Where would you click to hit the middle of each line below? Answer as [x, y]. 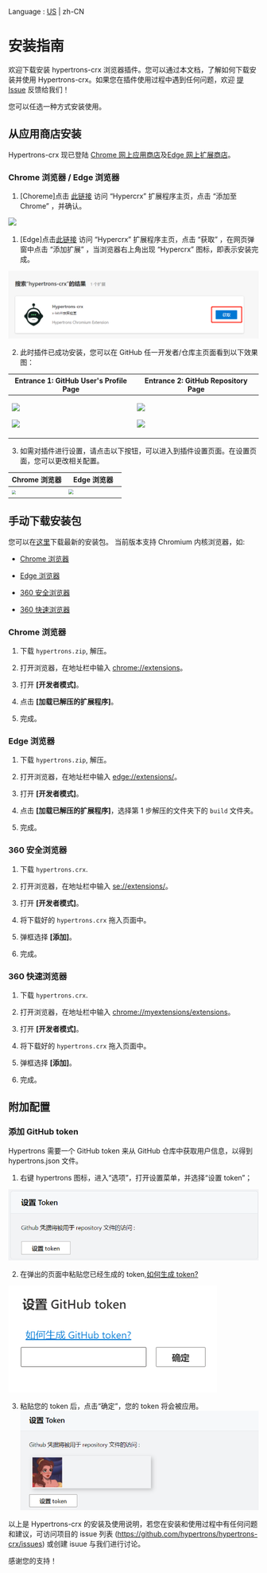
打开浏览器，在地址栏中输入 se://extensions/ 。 [96, 886]
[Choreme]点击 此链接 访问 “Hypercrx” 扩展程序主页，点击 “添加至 [128, 196]
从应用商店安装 [45, 134]
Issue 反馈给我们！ [39, 89]
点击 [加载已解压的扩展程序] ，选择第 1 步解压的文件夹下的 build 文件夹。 [139, 810]
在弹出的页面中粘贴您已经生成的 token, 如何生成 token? [109, 1274]
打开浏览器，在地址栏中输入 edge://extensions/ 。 [100, 777]
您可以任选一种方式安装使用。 [57, 106]
